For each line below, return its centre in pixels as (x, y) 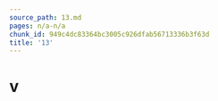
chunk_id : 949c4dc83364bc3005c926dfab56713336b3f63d (109, 34)
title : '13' (31, 42)
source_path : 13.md (46, 17)
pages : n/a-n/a (38, 26)
